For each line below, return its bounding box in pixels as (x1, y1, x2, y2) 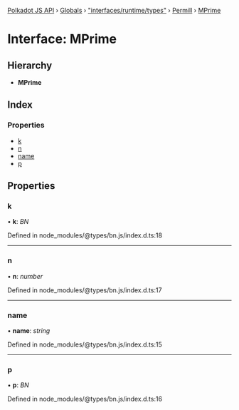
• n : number (7, 272, 43, 280)
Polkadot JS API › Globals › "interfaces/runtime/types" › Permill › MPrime (7, 6, 221, 14)
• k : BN (7, 217, 29, 226)
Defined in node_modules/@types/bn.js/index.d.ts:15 (7, 340, 162, 349)
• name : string (7, 326, 51, 334)
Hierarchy (7, 59, 53, 71)
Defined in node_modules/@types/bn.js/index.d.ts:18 (7, 231, 162, 240)
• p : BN (7, 381, 30, 389)
